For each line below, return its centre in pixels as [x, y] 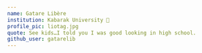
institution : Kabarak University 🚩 [58, 20]
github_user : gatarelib [42, 39]
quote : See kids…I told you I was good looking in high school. [102, 33]
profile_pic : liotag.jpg [43, 26]
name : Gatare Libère [37, 13]
